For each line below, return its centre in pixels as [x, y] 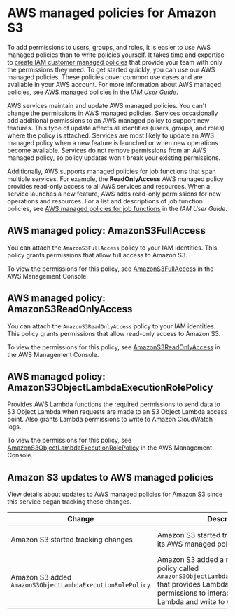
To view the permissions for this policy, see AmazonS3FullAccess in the [111, 269]
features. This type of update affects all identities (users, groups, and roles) [116, 128]
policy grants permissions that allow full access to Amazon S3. [97, 255]
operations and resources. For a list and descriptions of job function [105, 201]
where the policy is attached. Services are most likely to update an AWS [111, 135]
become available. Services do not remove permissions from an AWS [107, 150]
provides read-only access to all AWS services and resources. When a [109, 186]
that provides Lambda [193, 584]
